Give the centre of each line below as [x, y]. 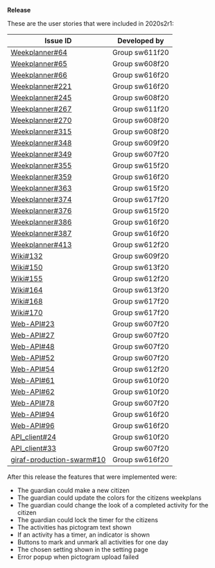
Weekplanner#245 [41, 98]
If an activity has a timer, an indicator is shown [84, 535]
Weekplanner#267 [41, 109]
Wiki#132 [27, 256]
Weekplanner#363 [41, 188]
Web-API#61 [33, 380]
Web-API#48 [33, 346]
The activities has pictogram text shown [74, 527]
